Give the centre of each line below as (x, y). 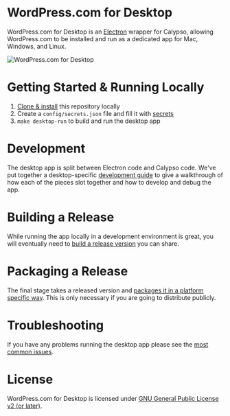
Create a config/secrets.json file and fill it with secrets (95, 113)
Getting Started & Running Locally (106, 88)
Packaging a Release (68, 271)
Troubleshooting (56, 325)
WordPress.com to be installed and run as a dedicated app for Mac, (103, 38)
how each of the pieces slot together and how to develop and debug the (109, 182)
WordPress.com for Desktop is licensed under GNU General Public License (113, 398)
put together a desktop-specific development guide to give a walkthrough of (115, 175)
